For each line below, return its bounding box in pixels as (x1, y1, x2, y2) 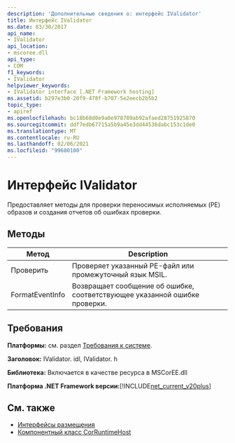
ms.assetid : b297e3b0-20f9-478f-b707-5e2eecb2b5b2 (7, 95, 158, 102)
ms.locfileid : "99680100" (7, 147, 83, 154)
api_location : (7, 43, 49, 50)
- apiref (7, 108, 33, 115)
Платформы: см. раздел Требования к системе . (7, 341, 152, 349)
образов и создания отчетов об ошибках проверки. (7, 207, 162, 216)
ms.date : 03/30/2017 (7, 23, 68, 30)
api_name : (7, 29, 36, 37)
